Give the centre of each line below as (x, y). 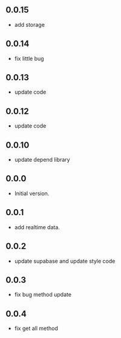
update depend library (42, 160)
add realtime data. (37, 227)
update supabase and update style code (65, 261)
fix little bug (29, 58)
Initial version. (32, 193)
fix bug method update (43, 295)
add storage (29, 24)
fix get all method (36, 328)
